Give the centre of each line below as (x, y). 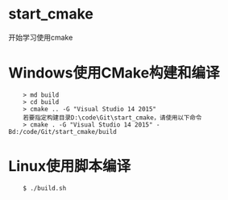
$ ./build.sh (45, 188)
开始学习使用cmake (41, 37)
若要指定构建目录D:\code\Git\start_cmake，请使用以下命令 (112, 118)
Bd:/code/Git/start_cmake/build (62, 131)
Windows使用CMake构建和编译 (114, 73)
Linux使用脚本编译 (70, 167)
